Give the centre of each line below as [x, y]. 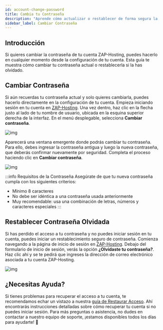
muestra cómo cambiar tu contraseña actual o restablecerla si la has [74, 65]
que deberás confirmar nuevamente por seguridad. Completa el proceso [78, 152]
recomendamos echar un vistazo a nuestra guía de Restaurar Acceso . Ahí [79, 301]
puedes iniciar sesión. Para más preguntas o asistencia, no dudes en [74, 311]
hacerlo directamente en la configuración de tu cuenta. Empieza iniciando [79, 102]
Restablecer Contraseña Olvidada [57, 222]
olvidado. [14, 70]
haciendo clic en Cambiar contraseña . [44, 157]
